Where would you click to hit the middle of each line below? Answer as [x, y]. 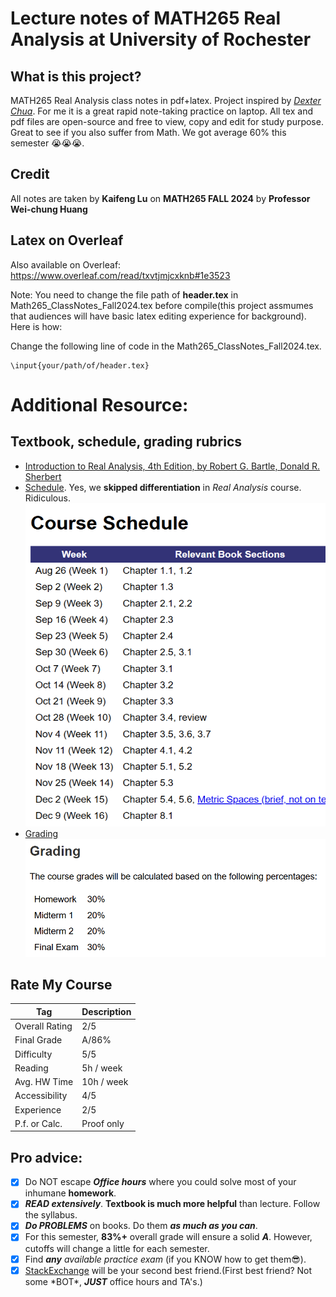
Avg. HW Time [44, 1082]
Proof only [103, 1123]
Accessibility [41, 1096]
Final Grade [38, 1040]
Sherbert [43, 476]
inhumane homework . [70, 1193]
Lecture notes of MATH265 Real [146, 18]
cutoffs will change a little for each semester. [117, 1248]
